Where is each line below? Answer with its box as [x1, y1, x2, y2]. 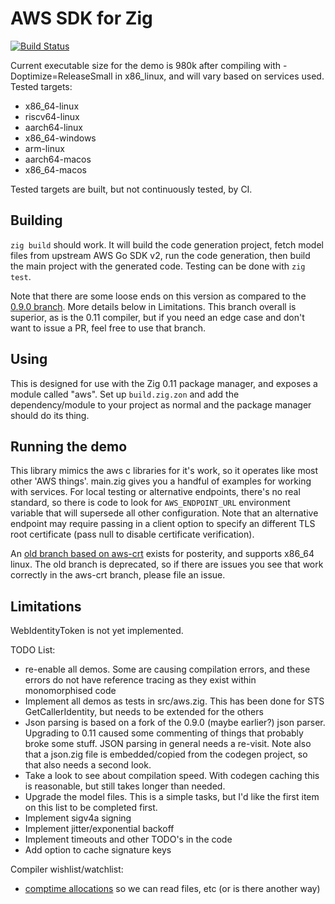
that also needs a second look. [24, 759, 152, 771]
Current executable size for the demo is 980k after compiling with [10, 59, 282, 71]
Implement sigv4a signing [24, 812, 132, 824]
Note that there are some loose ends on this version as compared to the [10, 290, 307, 302]
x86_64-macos [24, 163, 87, 176]
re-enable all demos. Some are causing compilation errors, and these [24, 663, 311, 676]
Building [10, 212, 63, 229]
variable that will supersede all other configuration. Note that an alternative [10, 507, 319, 519]
